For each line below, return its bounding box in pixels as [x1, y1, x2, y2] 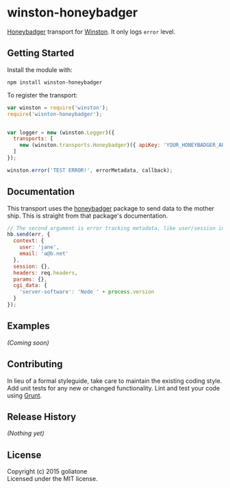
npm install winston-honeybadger [7, 79, 103, 86]
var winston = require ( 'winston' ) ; [7, 104, 109, 111]
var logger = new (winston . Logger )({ [7, 129, 115, 136]
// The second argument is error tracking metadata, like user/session [7, 224, 216, 231]
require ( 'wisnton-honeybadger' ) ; [7, 111, 103, 117]
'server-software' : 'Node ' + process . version [19, 288, 155, 296]
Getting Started [7, 47, 75, 59]
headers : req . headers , [13, 269, 78, 276]
